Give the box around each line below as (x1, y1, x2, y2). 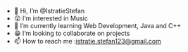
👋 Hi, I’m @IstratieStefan (13, 7, 85, 15)
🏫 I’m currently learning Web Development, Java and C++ (13, 22, 182, 30)
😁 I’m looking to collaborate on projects (13, 29, 130, 37)
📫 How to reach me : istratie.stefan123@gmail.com (13, 37, 162, 45)
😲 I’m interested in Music (13, 14, 88, 22)
